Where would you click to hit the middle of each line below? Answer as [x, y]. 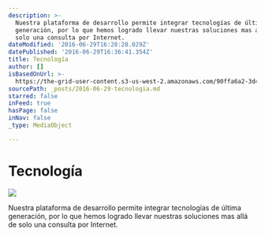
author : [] [26, 67]
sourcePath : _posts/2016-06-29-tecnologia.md [84, 89]
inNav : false [30, 118]
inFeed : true [30, 103]
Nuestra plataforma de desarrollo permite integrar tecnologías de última [125, 207]
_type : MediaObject [40, 125]
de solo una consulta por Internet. [63, 224]
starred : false [33, 96]
